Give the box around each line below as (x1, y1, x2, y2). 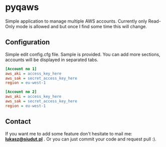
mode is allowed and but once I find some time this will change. (16, 23, 147, 29)
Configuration (5, 38, 50, 47)
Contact (5, 117, 31, 126)
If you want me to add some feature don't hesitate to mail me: (5, 130, 132, 136)
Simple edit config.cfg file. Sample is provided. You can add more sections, (5, 51, 160, 57)
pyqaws (5, 2, 39, 13)
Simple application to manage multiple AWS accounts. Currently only (5, 18, 147, 24)
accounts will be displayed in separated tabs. (5, 57, 99, 63)
